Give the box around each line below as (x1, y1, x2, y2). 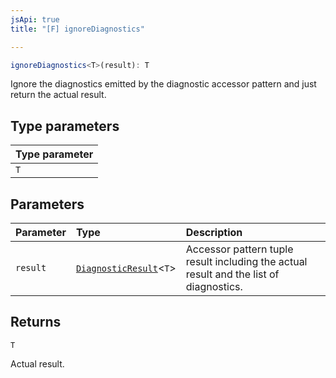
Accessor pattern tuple (185, 242, 294, 256)
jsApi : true (10, 14, 60, 25)
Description (185, 226, 243, 239)
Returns (10, 314, 62, 331)
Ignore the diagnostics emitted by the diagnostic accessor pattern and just (10, 78, 317, 90)
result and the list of (185, 267, 280, 281)
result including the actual (185, 255, 308, 268)
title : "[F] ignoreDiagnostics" (10, 24, 145, 34)
